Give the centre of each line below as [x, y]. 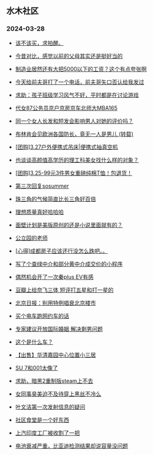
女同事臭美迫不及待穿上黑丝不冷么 [58, 394]
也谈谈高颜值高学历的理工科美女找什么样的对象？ [77, 160]
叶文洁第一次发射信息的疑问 [50, 407]
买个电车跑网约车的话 [42, 316]
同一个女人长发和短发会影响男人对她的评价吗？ [74, 120]
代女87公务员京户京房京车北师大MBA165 [66, 108]
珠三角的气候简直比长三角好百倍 [55, 199]
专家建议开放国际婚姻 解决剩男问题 [59, 328]
